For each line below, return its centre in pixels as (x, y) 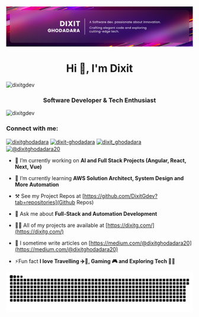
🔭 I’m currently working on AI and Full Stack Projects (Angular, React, (100, 160)
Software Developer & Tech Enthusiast (99, 100)
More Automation (37, 184)
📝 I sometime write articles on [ (52, 243)
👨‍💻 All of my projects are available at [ (61, 225)
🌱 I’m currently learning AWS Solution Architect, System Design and (99, 178)
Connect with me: (32, 128)
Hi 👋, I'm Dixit (99, 68)
